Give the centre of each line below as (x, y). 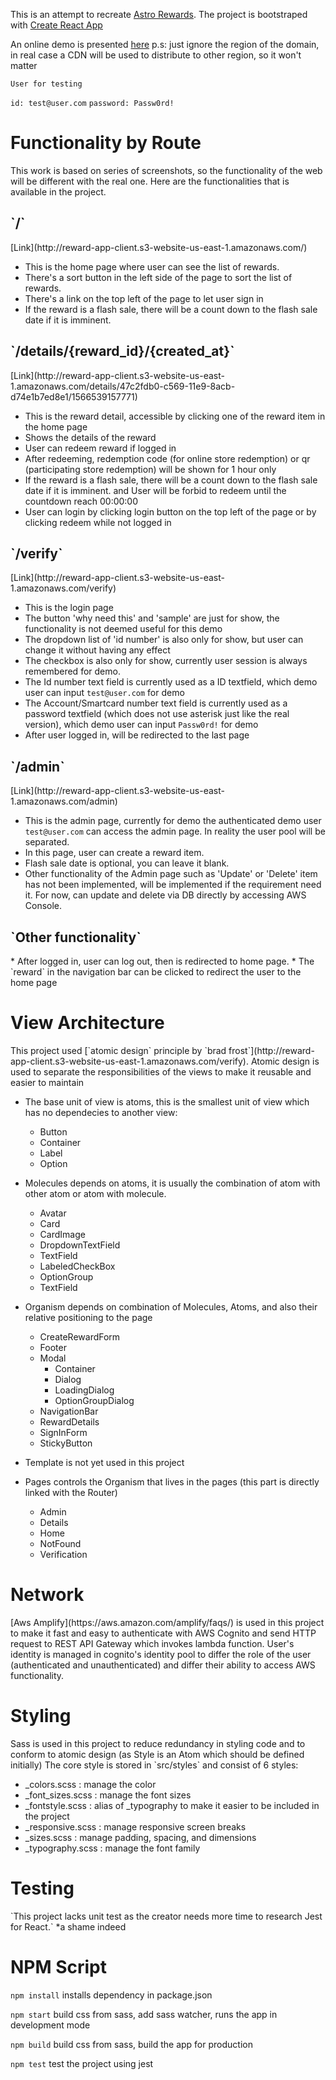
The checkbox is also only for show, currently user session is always (166, 661)
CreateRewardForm (80, 1336)
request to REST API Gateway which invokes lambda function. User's (152, 1643)
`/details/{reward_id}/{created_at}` (122, 351)
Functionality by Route (106, 143)
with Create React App (56, 25)
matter (24, 65)
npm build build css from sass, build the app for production (131, 2044)
